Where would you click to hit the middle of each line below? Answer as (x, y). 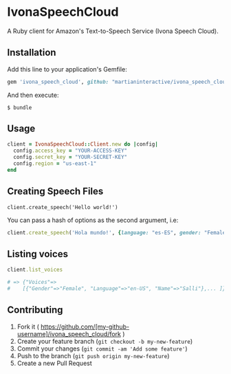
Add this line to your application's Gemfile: (67, 69)
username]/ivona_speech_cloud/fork (69, 333)
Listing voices (38, 254)
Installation (32, 53)
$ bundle (20, 107)
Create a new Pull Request (55, 363)
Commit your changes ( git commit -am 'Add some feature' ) (102, 349)
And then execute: (33, 95)
